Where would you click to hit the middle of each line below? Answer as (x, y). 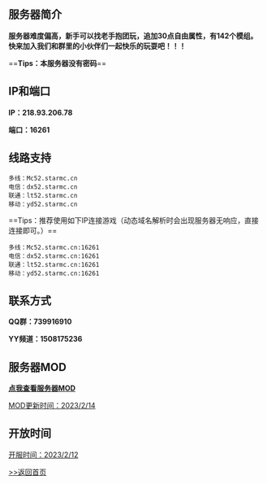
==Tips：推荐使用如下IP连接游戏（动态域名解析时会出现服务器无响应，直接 (133, 220)
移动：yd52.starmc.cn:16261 (54, 274)
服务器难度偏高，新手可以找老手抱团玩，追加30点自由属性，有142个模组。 (133, 36)
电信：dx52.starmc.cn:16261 (54, 256)
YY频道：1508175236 (45, 339)
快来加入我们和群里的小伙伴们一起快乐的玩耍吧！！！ (97, 46)
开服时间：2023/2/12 (43, 455)
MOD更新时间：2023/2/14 (52, 406)
